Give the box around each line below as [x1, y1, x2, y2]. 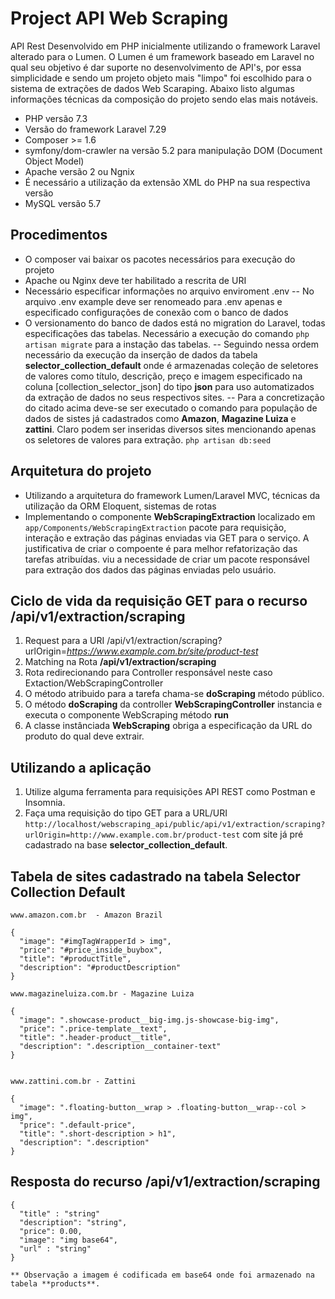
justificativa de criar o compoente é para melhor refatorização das [24, 542, 298, 554]
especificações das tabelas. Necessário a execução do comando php [24, 327, 310, 339]
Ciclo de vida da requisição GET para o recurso [10, 592, 308, 609]
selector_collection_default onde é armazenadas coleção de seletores [24, 359, 319, 371]
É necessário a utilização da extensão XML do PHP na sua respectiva [24, 176, 311, 188]
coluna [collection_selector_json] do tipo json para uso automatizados [24, 380, 315, 392]
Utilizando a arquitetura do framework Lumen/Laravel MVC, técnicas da [24, 489, 321, 501]
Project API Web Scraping [10, 7, 229, 30]
